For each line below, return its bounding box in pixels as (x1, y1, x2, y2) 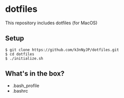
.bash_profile (12, 83, 40, 89)
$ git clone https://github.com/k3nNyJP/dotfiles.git (5, 47, 120, 52)
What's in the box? (5, 69, 65, 78)
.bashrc (12, 88, 28, 94)
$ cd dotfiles (5, 51, 35, 56)
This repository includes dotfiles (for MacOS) (5, 20, 98, 26)
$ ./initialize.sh (5, 56, 43, 61)
